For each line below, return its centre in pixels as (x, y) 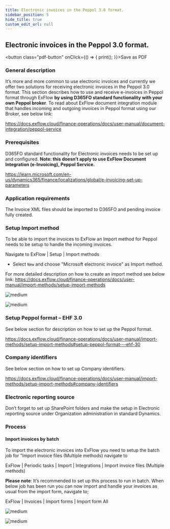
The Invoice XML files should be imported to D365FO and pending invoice (83, 209)
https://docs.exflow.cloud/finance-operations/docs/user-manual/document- (85, 124)
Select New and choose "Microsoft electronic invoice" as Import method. (88, 264)
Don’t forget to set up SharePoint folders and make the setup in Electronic (82, 408)
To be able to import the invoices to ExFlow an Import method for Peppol (81, 239)
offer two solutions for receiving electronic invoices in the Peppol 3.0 (78, 87)
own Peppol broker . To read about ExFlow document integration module (81, 103)
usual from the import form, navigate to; (47, 492)
